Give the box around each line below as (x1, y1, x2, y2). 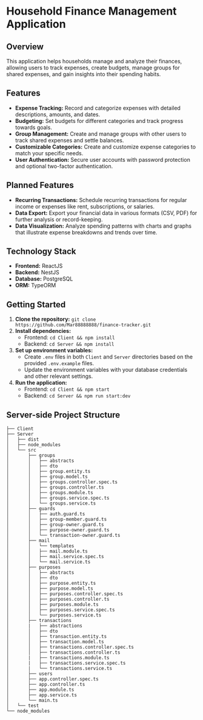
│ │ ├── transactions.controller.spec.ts (6, 644, 135, 651)
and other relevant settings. (24, 372, 93, 380)
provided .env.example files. (24, 360, 95, 367)
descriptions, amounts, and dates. (15, 111, 101, 118)
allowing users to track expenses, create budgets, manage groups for (6, 64, 180, 71)
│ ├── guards (6, 506, 56, 512)
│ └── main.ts (6, 697, 59, 704)
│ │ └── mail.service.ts (6, 559, 91, 565)
